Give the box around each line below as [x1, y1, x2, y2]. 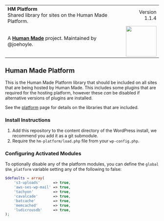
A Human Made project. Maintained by [7, 35, 97, 41]
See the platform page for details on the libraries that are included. [5, 104, 139, 110]
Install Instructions [5, 116, 51, 123]
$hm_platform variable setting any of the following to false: [5, 166, 122, 172]
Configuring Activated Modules [5, 150, 82, 157]
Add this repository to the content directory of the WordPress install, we [12, 128, 157, 133]
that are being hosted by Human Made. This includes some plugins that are [5, 85, 156, 91]
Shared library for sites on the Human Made [7, 12, 108, 18]
